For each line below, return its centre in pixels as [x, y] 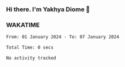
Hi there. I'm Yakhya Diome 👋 [48, 9]
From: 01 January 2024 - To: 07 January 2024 [62, 37]
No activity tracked [31, 58]
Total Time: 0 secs [30, 48]
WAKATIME [23, 24]
